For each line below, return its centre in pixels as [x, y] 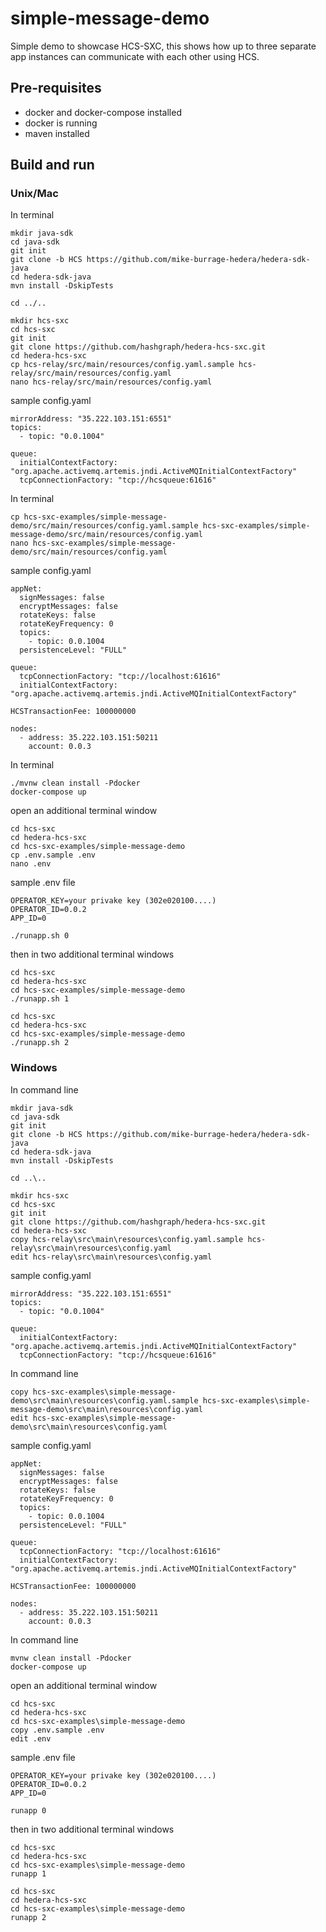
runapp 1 [28, 1873]
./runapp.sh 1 [40, 999]
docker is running [61, 123]
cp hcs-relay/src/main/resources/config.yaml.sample [122, 365]
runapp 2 [28, 1917]
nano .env [31, 864]
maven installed [57, 133]
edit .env [31, 1738]
